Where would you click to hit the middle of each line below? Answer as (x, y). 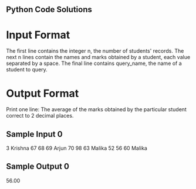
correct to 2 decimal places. (40, 116)
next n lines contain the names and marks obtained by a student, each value (98, 57)
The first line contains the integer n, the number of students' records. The (95, 51)
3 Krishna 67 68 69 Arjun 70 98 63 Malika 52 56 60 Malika (77, 148)
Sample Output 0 (38, 166)
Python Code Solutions (49, 10)
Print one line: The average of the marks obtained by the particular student (96, 109)
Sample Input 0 (34, 134)
